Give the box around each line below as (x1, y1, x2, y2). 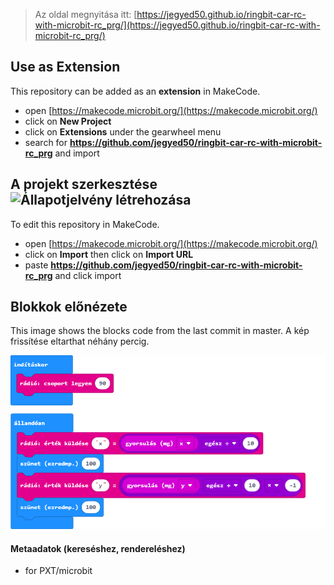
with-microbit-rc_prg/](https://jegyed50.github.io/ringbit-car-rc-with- (34, 19, 321, 31)
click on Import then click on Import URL (24, 248, 194, 260)
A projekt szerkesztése (10, 176, 158, 193)
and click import (54, 269, 122, 281)
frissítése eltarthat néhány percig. (10, 335, 150, 348)
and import (54, 147, 100, 159)
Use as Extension (10, 59, 121, 76)
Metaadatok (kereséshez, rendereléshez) (10, 542, 186, 554)
